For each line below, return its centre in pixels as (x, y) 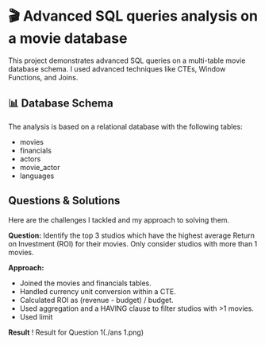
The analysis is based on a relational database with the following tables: (126, 126)
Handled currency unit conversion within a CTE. (98, 291)
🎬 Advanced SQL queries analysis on (133, 16)
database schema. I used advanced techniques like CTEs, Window (117, 68)
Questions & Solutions (64, 201)
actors (30, 159)
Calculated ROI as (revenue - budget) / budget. (96, 300)
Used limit (36, 316)
